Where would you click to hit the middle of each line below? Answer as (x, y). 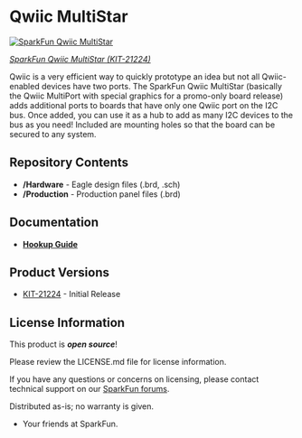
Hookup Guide (50, 244)
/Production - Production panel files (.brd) (101, 194)
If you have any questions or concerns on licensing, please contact (134, 379)
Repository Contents (69, 163)
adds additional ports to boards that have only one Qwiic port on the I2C (144, 105)
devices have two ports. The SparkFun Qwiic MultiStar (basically (162, 86)
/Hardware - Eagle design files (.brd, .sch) (101, 184)
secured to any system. (53, 134)
